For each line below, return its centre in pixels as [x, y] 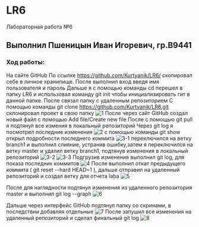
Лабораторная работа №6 [40, 27]
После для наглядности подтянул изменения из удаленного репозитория [99, 187]
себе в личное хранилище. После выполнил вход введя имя [83, 81]
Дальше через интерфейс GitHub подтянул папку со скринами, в [89, 205]
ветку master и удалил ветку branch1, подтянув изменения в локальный [97, 151]
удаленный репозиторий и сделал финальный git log [73, 218]
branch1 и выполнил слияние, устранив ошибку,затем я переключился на [99, 144]
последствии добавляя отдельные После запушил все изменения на [99, 212]
